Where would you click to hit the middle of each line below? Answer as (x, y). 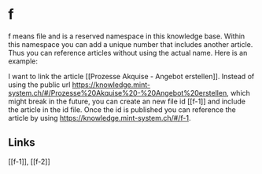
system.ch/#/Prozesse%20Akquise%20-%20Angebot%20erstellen (118, 92)
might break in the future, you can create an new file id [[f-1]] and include (127, 101)
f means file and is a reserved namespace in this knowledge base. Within (127, 36)
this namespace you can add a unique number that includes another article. (131, 44)
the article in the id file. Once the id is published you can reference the (122, 109)
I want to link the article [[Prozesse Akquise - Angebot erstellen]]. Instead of (131, 76)
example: (23, 61)
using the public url (39, 85)
